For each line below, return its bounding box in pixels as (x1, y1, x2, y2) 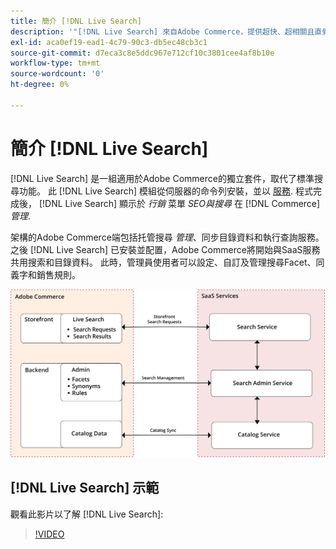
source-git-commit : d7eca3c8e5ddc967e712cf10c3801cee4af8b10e (10, 48, 275, 58)
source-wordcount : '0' (10, 69, 105, 79)
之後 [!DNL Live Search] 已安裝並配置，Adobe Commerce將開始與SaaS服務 (10, 243, 321, 255)
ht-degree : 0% (10, 80, 70, 90)
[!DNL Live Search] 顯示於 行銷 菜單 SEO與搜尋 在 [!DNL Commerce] (38, 197, 321, 209)
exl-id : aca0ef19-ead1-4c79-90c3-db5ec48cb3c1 (10, 37, 208, 47)
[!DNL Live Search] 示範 (10, 480, 160, 497)
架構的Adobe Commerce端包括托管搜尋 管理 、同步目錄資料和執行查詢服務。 (10, 231, 325, 243)
